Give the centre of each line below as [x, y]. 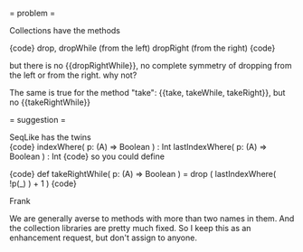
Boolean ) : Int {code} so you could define [87, 156]
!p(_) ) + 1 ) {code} [43, 183]
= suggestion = [38, 120]
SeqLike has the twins [51, 137]
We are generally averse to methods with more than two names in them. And [152, 219]
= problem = [33, 13]
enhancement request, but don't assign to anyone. [103, 238]
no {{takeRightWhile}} [50, 102]
